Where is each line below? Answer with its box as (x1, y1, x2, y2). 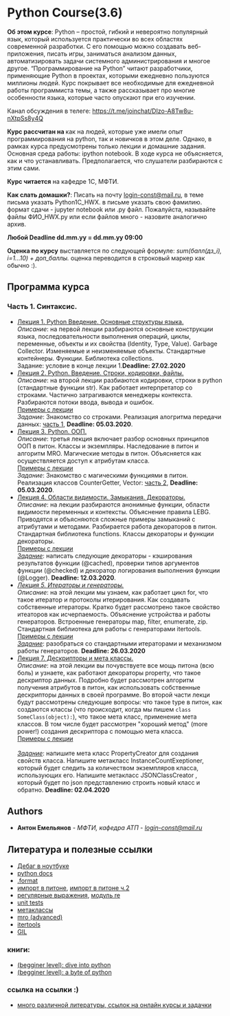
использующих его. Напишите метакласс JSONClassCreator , (16, 771, 198, 779)
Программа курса (7, 281, 90, 293)
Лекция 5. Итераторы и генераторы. (16, 580, 124, 589)
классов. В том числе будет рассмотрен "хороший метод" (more (16, 719, 208, 728)
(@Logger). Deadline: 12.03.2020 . (16, 573, 117, 582)
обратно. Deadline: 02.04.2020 (16, 785, 110, 794)
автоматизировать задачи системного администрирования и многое (7, 56, 211, 65)
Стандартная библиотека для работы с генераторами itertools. (16, 624, 202, 633)
